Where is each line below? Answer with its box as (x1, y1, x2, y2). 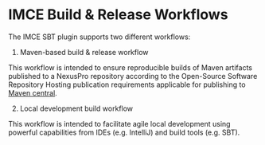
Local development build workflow (19, 104, 134, 113)
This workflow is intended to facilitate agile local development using (8, 119, 231, 128)
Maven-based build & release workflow (19, 47, 149, 57)
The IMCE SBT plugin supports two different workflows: (8, 32, 191, 41)
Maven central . (8, 88, 57, 97)
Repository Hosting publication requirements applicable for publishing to (8, 80, 246, 89)
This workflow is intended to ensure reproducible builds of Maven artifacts (8, 62, 253, 72)
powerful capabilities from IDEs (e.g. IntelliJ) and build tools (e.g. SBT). (8, 127, 240, 137)
